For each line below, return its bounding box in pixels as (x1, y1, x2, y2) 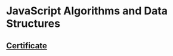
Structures (6, 17, 61, 30)
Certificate (6, 41, 48, 51)
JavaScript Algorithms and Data (6, 4, 168, 18)
